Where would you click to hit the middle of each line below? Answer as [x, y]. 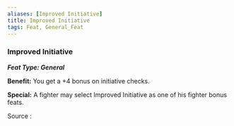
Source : [19, 116]
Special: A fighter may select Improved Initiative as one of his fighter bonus [117, 94]
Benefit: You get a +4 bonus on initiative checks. [78, 81]
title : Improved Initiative [49, 21]
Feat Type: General [36, 67]
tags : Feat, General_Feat [45, 27]
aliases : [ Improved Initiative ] [55, 14]
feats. [16, 102]
